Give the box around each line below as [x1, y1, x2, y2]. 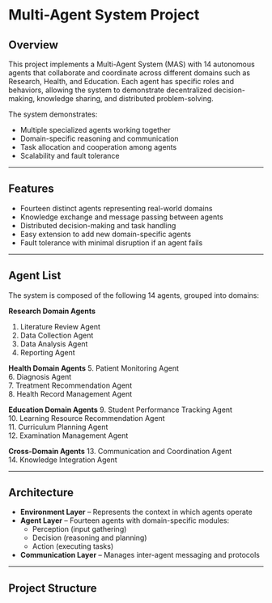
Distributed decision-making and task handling [19, 220, 176, 230]
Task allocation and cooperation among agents [19, 142, 177, 151]
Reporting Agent [19, 347, 75, 357]
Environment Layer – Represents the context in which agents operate [19, 507, 253, 517]
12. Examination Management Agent [8, 431, 129, 440]
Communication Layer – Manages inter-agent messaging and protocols [19, 550, 261, 560]
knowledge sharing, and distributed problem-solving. [36, 94, 215, 103]
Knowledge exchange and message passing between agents [19, 212, 224, 222]
